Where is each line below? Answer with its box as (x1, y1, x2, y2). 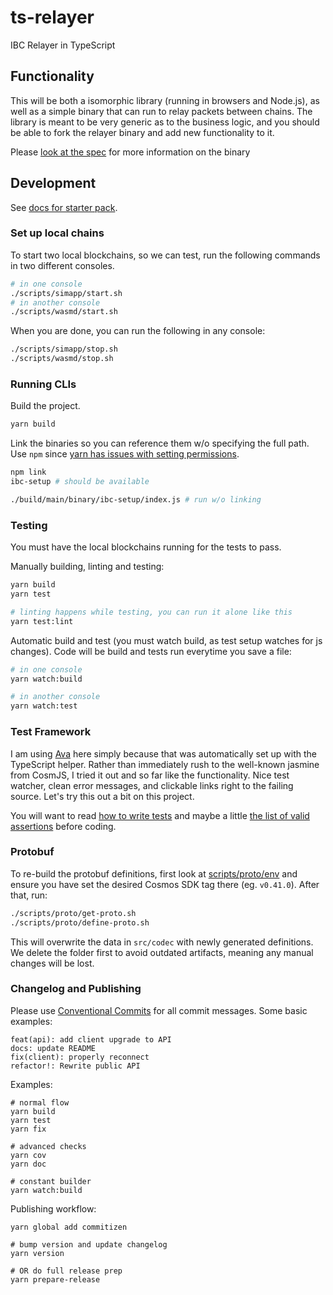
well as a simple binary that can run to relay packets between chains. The (10, 105, 313, 117)
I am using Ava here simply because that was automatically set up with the (10, 747, 318, 760)
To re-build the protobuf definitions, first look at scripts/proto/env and (10, 867, 298, 880)
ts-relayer (10, 6, 95, 29)
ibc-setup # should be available (10, 477, 150, 487)
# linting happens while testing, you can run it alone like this (10, 607, 293, 617)
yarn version (10, 1248, 65, 1258)
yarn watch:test (10, 701, 78, 711)
